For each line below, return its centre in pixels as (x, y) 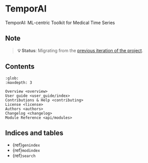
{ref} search (24, 155)
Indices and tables (34, 133)
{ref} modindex (26, 150)
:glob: (12, 78)
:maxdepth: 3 (19, 83)
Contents (20, 66)
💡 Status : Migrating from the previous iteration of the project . (80, 50)
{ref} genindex (26, 145)
